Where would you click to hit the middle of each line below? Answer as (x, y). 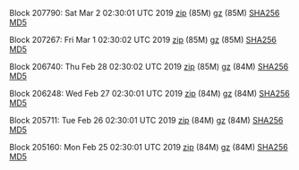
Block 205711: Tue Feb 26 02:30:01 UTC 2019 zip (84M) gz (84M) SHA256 (146, 120)
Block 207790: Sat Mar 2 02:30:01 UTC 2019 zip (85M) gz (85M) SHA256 (145, 13)
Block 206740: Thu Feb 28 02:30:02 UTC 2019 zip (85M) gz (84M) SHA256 (149, 67)
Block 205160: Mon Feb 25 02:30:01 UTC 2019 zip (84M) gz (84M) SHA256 (149, 147)
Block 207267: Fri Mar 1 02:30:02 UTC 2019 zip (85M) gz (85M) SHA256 (143, 40)
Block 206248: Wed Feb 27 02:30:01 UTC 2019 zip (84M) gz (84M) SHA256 (149, 93)
